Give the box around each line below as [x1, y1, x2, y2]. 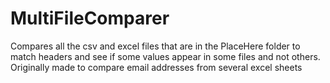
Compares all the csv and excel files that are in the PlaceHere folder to [10, 40, 301, 52]
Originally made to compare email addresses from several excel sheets [10, 61, 303, 73]
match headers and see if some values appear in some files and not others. [10, 50, 321, 62]
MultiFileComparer [10, 7, 170, 30]
